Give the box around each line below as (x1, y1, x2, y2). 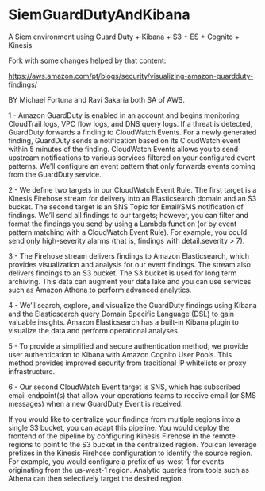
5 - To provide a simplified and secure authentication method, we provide (8, 341, 248, 351)
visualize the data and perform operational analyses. (8, 325, 180, 335)
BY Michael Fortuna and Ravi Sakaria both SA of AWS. (8, 95, 185, 104)
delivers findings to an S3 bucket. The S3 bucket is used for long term (8, 268, 237, 278)
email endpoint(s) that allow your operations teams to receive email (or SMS (8, 390, 256, 399)
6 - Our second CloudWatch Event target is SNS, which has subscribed (8, 382, 240, 392)
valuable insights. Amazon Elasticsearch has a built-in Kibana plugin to (8, 317, 240, 327)
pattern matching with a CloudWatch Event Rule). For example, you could (8, 227, 248, 236)
